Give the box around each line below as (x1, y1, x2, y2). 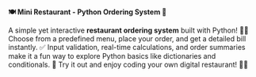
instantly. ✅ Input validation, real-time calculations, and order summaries (8, 43, 246, 52)
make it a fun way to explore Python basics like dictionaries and (8, 52, 216, 60)
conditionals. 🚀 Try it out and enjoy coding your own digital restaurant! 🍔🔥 (8, 60, 248, 69)
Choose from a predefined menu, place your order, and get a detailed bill (8, 34, 246, 43)
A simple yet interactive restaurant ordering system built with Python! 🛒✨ (8, 25, 250, 35)
